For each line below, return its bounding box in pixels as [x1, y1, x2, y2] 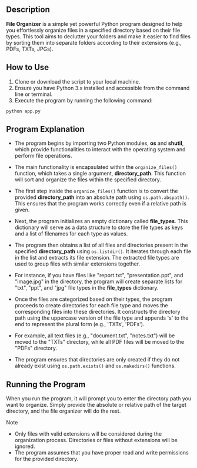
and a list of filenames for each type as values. [14, 230, 128, 237]
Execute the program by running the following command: [14, 97, 153, 104]
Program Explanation [6, 124, 85, 134]
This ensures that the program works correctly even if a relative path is [14, 200, 187, 207]
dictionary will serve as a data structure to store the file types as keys [14, 224, 183, 231]
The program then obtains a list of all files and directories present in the [14, 241, 188, 249]
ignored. [14, 443, 35, 450]
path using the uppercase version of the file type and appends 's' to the [14, 314, 189, 321]
